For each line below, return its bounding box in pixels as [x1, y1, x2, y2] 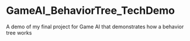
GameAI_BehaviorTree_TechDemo [6, 4, 175, 17]
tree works [6, 29, 32, 36]
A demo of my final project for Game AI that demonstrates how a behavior [6, 23, 184, 30]
